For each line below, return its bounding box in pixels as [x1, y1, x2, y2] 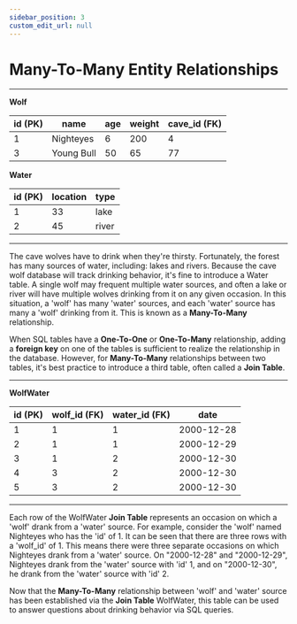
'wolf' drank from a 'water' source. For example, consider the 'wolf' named [9, 521, 282, 532]
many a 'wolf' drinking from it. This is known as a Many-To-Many [9, 307, 247, 319]
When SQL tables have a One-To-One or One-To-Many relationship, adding [9, 334, 286, 345]
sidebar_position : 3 [9, 12, 86, 22]
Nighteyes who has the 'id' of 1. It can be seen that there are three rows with [9, 531, 287, 542]
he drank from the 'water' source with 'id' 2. [9, 568, 170, 580]
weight [129, 118, 160, 130]
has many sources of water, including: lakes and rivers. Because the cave [9, 260, 277, 271]
